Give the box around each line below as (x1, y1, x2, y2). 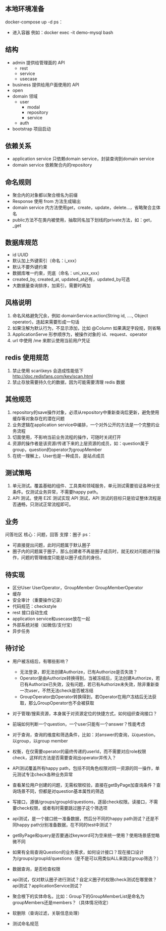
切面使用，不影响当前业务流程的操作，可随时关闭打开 (12, 434, 121, 440)
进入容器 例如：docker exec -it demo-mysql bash (12, 29, 113, 35)
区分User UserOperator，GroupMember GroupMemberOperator (12, 584, 144, 590)
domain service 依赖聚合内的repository (12, 162, 93, 168)
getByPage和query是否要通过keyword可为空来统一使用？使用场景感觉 (12, 832, 156, 838)
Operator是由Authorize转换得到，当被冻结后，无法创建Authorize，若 (19, 675, 160, 681)
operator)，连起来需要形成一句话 (12, 319, 80, 325)
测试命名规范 (12, 921, 39, 927)
